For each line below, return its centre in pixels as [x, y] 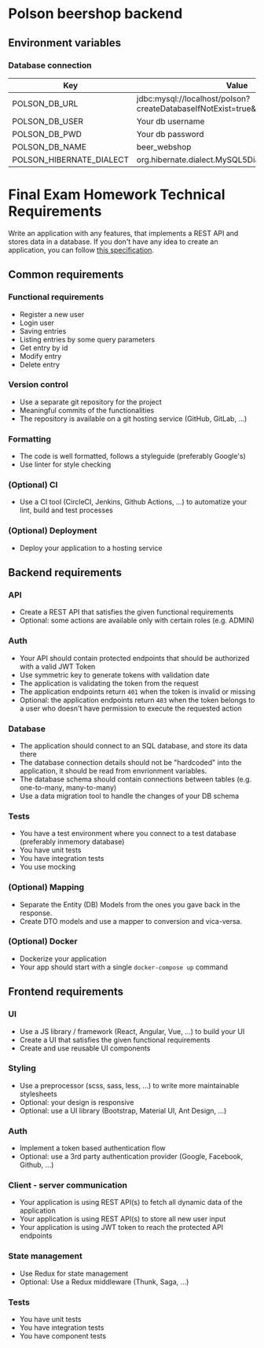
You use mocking [48, 867]
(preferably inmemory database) [72, 842]
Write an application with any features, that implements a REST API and [123, 233]
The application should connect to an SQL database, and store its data [133, 745]
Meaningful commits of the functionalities [87, 410]
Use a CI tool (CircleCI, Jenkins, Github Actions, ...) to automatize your [133, 502]
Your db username [170, 121]
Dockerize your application [63, 958]
